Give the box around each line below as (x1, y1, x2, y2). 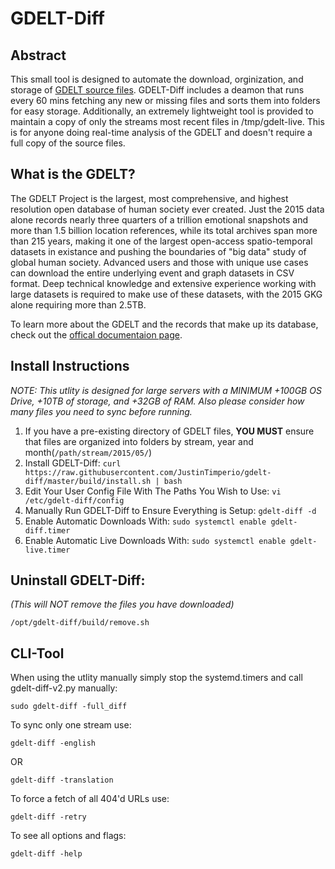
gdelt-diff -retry (10, 812, 87, 822)
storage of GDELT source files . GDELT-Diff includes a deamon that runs (10, 84, 305, 96)
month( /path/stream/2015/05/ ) (24, 446, 153, 458)
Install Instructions (10, 358, 130, 375)
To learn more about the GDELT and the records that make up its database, (10, 318, 319, 330)
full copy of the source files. (10, 137, 126, 149)
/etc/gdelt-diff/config (24, 495, 125, 506)
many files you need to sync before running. (10, 405, 193, 417)
